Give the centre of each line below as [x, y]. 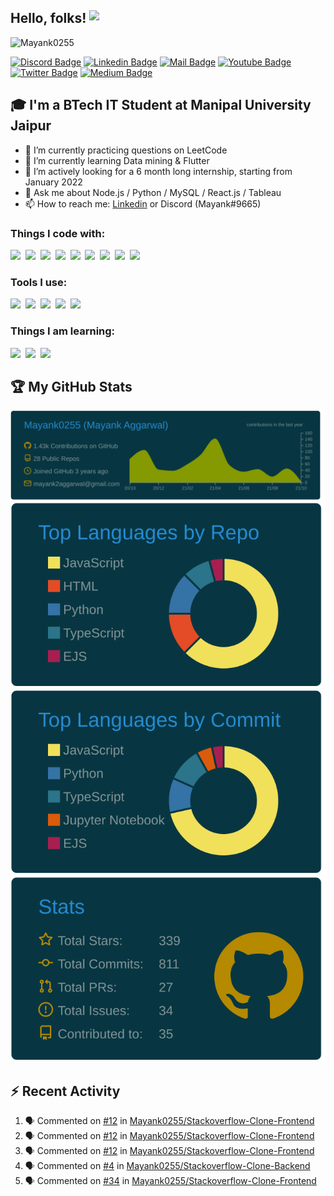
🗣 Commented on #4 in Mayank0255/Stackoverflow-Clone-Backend [167, 1166]
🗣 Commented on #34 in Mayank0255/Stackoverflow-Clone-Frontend [170, 1181]
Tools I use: [39, 282]
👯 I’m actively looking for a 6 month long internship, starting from [158, 171]
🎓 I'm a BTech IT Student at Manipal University [161, 105]
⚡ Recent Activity [65, 1091]
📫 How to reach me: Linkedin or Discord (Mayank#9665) [143, 203]
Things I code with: [58, 233]
